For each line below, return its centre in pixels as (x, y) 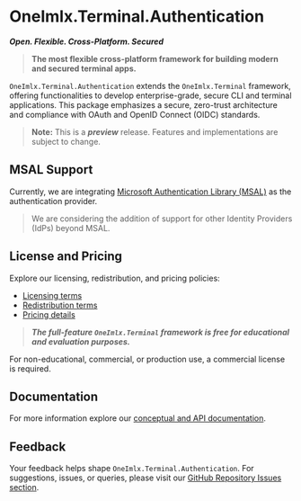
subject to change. (66, 141)
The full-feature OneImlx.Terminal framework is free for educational (160, 332)
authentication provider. (53, 201)
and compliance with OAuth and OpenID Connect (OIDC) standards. (135, 114)
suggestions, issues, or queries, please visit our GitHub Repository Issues (146, 478)
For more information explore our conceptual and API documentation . (138, 418)
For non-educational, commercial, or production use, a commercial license (147, 359)
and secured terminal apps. (84, 68)
